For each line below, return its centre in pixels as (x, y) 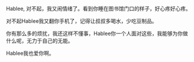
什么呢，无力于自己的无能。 (40, 41)
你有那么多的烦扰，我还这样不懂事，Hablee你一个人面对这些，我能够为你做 (97, 33)
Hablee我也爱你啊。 (30, 53)
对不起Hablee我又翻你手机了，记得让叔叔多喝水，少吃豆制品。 (82, 21)
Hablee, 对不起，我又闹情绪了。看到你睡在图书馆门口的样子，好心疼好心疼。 (98, 8)
